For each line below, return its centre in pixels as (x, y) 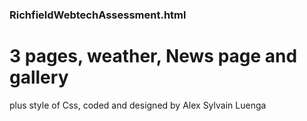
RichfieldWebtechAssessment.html (98, 15)
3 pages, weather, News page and (153, 56)
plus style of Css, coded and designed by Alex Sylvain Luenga (138, 105)
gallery (39, 77)
